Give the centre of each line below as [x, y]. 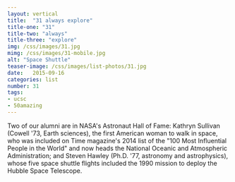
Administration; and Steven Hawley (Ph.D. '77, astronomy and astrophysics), [118, 155]
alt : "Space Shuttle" [39, 60]
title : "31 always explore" [50, 20]
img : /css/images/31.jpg [44, 47]
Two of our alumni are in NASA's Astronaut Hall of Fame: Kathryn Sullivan [114, 126]
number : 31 [23, 86]
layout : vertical [33, 14]
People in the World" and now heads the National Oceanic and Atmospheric [117, 148]
